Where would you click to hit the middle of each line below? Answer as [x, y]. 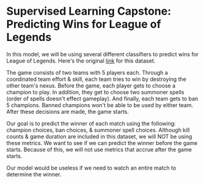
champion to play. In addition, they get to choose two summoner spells [95, 92]
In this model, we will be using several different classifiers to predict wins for [103, 54]
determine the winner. [34, 174]
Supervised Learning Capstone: [89, 11]
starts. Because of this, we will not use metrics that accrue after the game [99, 149]
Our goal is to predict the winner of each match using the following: [91, 123]
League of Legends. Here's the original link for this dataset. [81, 61]
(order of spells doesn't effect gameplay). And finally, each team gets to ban [102, 99]
